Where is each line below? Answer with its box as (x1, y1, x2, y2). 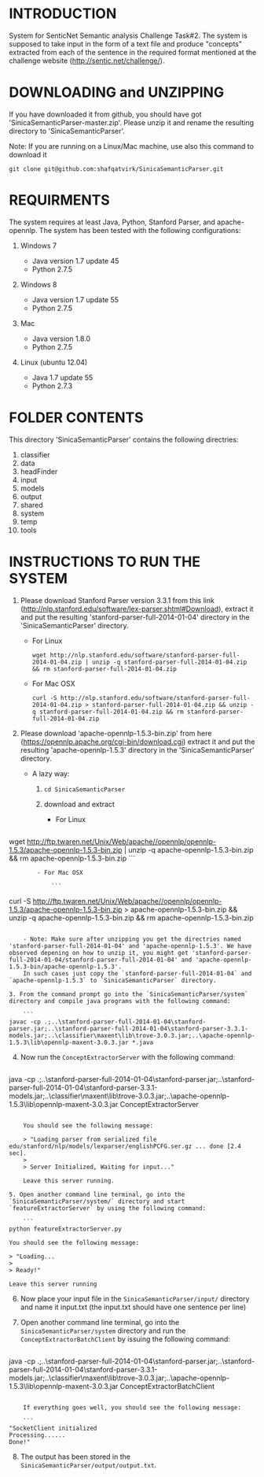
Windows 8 (20, 279, 57, 289)
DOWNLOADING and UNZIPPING (9, 83, 225, 102)
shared (20, 500, 44, 509)
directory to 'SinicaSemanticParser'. (9, 126, 125, 135)
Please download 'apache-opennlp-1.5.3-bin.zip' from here (20, 728, 212, 738)
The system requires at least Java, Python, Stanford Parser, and (9, 217, 215, 227)
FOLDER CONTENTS (9, 409, 144, 426)
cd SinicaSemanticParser (43, 785, 126, 794)
